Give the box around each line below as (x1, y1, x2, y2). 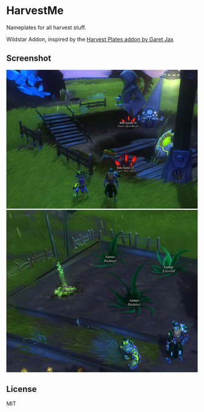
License (6, 384, 37, 394)
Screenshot (6, 53, 52, 64)
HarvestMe (6, 4, 64, 18)
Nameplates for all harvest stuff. (6, 24, 87, 31)
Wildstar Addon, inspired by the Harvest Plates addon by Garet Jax (6, 35, 174, 43)
